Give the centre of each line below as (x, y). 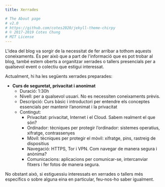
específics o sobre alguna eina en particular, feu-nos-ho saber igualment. (80, 179)
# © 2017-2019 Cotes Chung (33, 33)
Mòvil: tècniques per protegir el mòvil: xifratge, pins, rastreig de (91, 138)
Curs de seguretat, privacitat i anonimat (54, 86)
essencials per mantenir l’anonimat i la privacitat (68, 107)
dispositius (38, 143)
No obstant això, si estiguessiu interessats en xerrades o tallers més (74, 174)
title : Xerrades (22, 10)
